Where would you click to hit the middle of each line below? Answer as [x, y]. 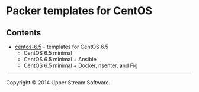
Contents [24, 33]
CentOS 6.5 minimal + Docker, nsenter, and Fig [81, 65]
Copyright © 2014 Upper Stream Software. [58, 83]
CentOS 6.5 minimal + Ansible [60, 59]
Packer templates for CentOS [79, 11]
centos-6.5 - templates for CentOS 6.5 [61, 47]
